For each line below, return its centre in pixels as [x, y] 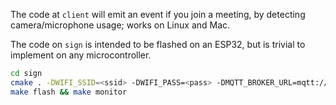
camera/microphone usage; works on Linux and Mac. [120, 25]
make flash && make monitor [69, 92]
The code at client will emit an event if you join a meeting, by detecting [158, 14]
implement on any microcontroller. [81, 55]
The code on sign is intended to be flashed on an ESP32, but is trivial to [158, 44]
